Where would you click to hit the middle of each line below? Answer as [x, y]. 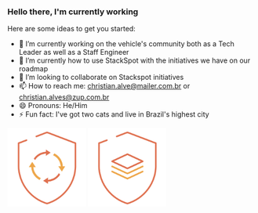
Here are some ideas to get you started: [72, 29]
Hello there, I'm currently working [73, 12]
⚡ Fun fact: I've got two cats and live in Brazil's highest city [114, 114]
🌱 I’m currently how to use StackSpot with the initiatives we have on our [134, 60]
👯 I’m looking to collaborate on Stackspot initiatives [101, 78]
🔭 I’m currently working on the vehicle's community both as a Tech [126, 44]
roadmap [33, 69]
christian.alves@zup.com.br [64, 97]
